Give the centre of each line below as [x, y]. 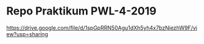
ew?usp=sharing [27, 34]
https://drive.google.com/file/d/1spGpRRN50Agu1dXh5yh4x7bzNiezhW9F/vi [102, 28]
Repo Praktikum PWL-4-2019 [82, 11]
